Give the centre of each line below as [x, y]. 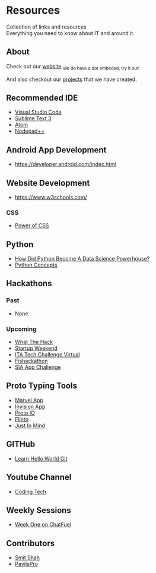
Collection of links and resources [47, 27]
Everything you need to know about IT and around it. [70, 33]
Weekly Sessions [39, 510]
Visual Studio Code [38, 112]
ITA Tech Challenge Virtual [47, 355]
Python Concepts [36, 265]
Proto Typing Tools [42, 386]
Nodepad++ [30, 131]
